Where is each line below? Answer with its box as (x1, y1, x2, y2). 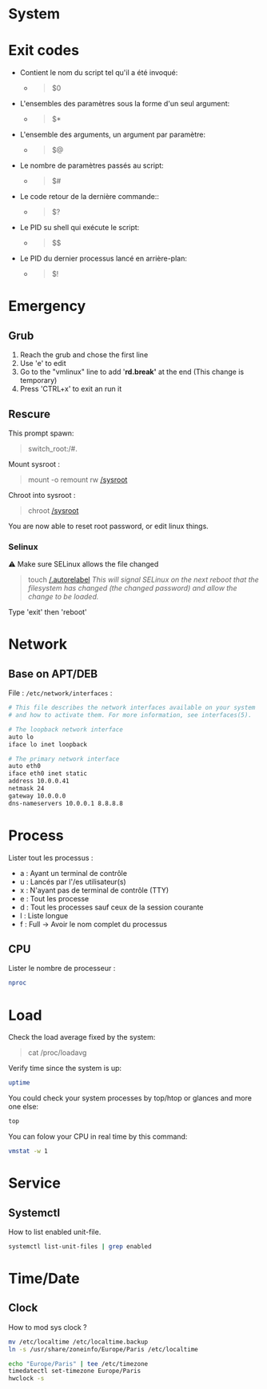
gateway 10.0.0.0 (8, 792, 66, 800)
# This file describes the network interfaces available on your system (8, 704, 256, 712)
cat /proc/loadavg (27, 1048, 87, 1057)
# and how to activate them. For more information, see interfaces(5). (8, 711, 252, 719)
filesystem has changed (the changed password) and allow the (27, 583, 237, 593)
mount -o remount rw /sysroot (27, 475, 128, 484)
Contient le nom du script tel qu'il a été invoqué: (19, 68, 178, 78)
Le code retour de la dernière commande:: (19, 192, 160, 201)
